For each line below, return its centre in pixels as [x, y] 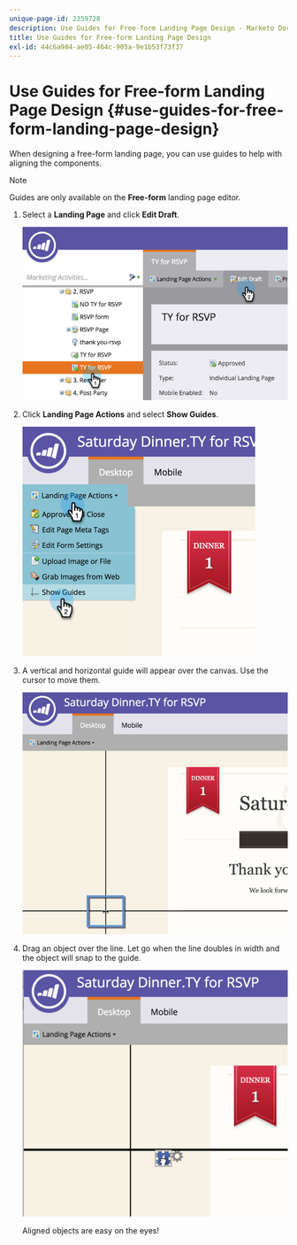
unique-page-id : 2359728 [55, 19]
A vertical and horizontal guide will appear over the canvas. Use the [145, 670]
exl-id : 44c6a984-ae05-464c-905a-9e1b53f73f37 [96, 47]
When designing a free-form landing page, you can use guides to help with [146, 154]
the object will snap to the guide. [81, 958]
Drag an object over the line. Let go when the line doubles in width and [151, 948]
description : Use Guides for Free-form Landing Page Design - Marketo [142, 28]
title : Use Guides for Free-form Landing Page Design [110, 37]
